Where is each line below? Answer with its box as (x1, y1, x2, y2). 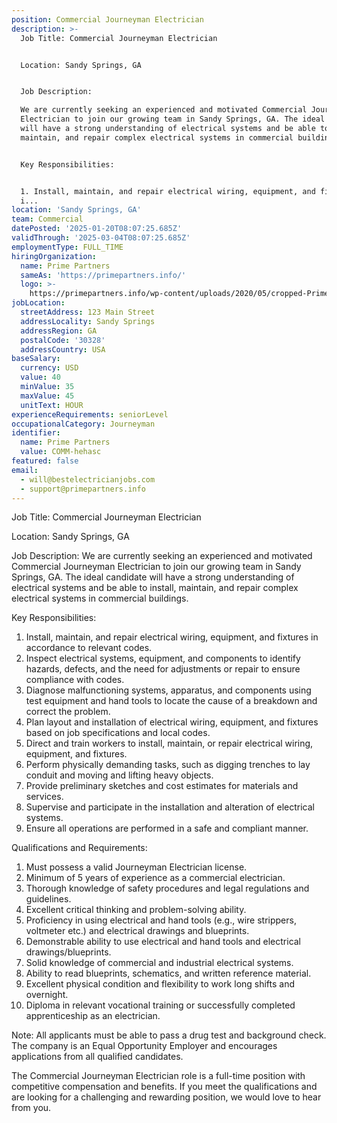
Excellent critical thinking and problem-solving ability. (25, 904, 247, 916)
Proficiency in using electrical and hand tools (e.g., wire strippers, (25, 914, 297, 926)
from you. (11, 1102, 52, 1114)
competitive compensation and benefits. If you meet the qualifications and (11, 1081, 318, 1093)
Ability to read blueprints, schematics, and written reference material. (25, 967, 312, 980)
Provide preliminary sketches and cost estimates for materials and (25, 780, 299, 792)
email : (11, 465, 39, 475)
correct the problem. (25, 706, 111, 718)
